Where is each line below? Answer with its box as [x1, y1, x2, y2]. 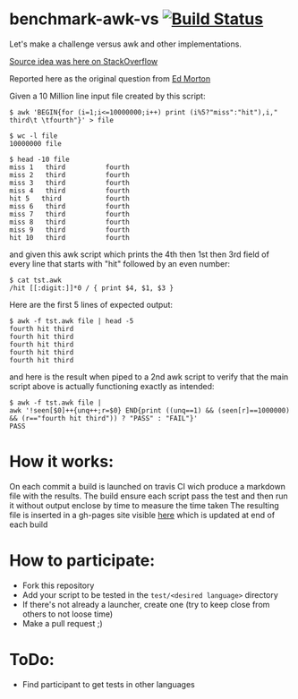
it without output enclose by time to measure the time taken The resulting [9, 499, 279, 510]
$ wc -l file [9, 131, 58, 141]
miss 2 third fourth [9, 170, 130, 179]
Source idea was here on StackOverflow [9, 55, 158, 66]
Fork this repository [21, 580, 95, 591]
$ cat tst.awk [9, 276, 63, 285]
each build [9, 519, 48, 530]
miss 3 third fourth [9, 178, 130, 187]
